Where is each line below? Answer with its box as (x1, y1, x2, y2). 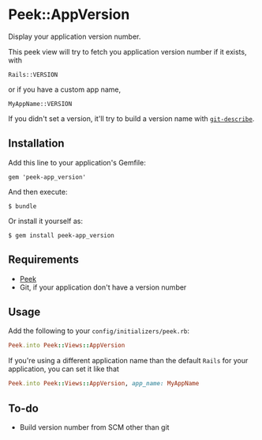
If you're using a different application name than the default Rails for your (8, 356, 249, 366)
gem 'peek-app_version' (8, 173, 87, 181)
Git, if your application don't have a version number (19, 283, 187, 292)
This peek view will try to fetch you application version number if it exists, (8, 47, 247, 56)
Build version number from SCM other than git (19, 422, 170, 432)
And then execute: (8, 187, 68, 196)
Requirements (8, 253, 79, 267)
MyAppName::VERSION (8, 100, 73, 108)
